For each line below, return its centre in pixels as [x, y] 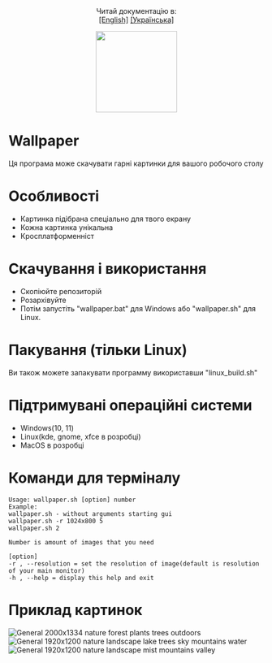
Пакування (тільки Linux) [98, 350]
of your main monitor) [47, 570]
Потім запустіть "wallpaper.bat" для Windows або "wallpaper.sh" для [138, 308]
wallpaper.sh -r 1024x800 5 [56, 521]
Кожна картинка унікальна [67, 227]
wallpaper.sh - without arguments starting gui [91, 513]
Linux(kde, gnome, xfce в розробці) [80, 436]
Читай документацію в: [136, 11]
